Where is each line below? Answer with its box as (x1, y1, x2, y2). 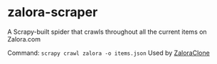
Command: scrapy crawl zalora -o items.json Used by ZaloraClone (7, 49, 210, 57)
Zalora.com (7, 34, 41, 43)
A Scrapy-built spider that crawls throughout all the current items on (7, 27, 208, 36)
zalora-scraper (7, 4, 98, 20)
